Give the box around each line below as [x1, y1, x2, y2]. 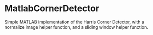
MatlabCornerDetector [4, 3, 100, 14]
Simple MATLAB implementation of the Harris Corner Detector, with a [4, 19, 144, 25]
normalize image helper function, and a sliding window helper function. [4, 24, 148, 30]
